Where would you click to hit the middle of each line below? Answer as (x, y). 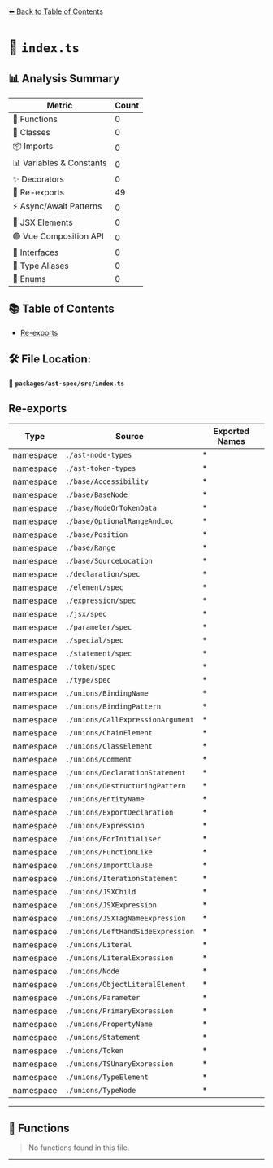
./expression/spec (100, 601)
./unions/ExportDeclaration (119, 812)
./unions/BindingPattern (113, 707)
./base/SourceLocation (108, 561)
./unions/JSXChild (100, 892)
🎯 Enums (29, 279)
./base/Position (96, 535)
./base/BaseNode (96, 495)
